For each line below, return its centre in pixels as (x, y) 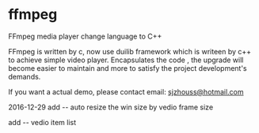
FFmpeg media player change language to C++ (85, 36)
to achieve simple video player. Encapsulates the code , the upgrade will (126, 60)
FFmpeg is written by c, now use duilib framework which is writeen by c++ (130, 51)
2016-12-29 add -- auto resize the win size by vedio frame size (111, 107)
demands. (25, 76)
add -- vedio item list (42, 122)
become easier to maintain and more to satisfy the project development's (128, 68)
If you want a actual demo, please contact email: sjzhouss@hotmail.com (126, 91)
